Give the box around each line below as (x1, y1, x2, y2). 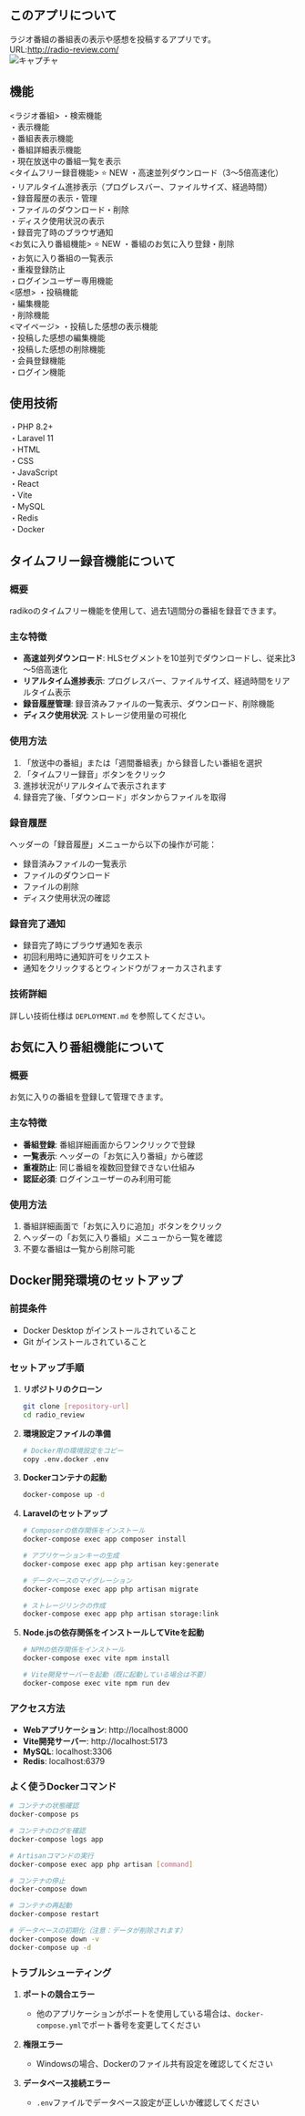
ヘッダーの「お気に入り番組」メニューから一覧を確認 (22, 1232, 223, 1243)
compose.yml (36, 2021, 82, 2030)
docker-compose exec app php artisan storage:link (22, 1609, 219, 1619)
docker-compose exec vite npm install (22, 1654, 170, 1663)
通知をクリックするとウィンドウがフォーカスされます (22, 963, 223, 974)
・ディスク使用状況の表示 (9, 215, 106, 226)
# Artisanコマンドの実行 (9, 1851, 94, 1861)
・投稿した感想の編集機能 (9, 332, 106, 343)
